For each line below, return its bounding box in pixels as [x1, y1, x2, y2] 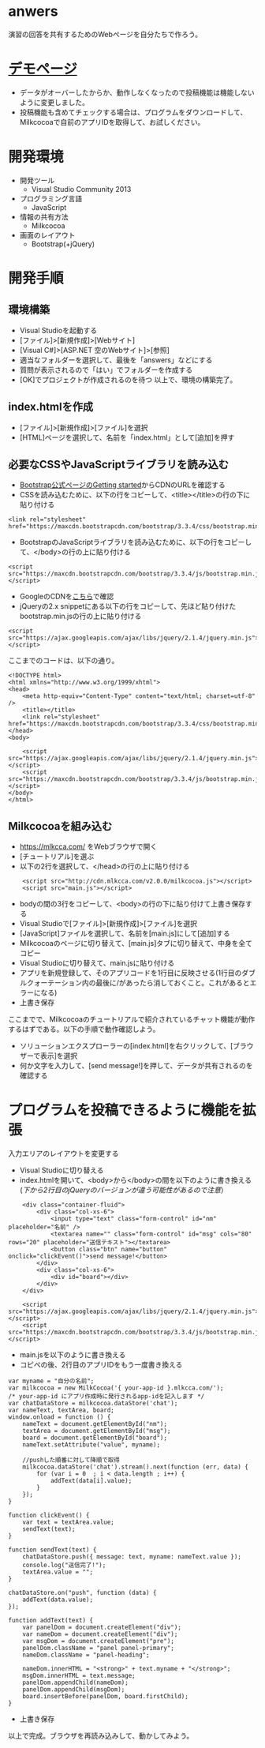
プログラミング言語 [19, 193, 83, 203]
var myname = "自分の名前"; [8, 1377, 95, 1386]
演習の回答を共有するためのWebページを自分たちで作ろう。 [8, 29, 203, 39]
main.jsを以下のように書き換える [19, 1350, 126, 1360]
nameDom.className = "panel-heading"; [22, 1651, 150, 1660]
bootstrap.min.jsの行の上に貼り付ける [19, 611, 142, 621]
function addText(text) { [8, 1617, 93, 1625]
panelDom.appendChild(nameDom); [22, 1679, 129, 1687]
